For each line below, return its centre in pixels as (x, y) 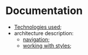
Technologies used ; (38, 27)
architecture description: (44, 33)
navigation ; (36, 39)
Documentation (44, 11)
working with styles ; (47, 46)
